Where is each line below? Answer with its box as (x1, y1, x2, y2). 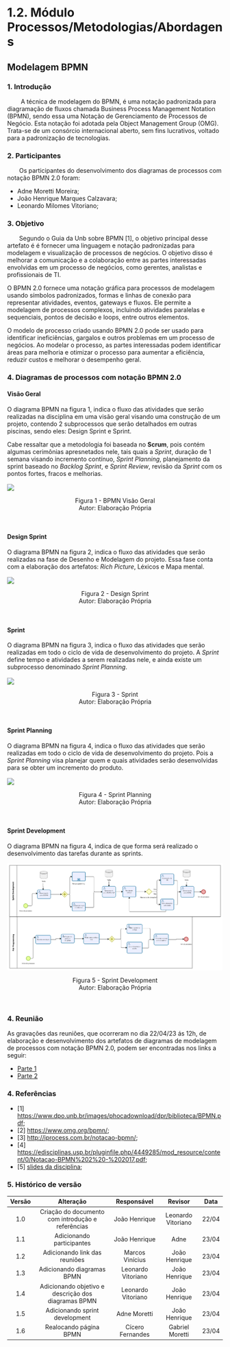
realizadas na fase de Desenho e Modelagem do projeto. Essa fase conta (7, 555, 214, 563)
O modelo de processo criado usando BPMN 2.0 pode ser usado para (7, 326, 204, 335)
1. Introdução (7, 82, 51, 91)
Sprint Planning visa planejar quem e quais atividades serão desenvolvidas (7, 756, 218, 764)
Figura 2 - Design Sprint (81, 590, 149, 598)
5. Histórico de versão (7, 1180, 82, 1189)
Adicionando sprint (45, 1306, 99, 1314)
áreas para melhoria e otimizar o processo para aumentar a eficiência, (7, 348, 205, 357)
